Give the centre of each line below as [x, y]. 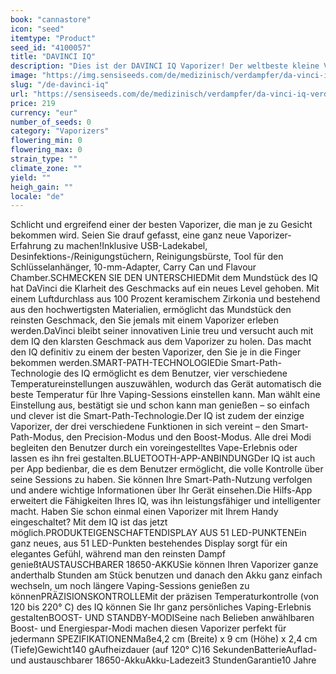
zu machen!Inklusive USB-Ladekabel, [130, 246]
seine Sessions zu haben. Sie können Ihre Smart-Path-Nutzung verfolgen [161, 480]
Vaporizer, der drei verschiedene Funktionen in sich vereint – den [144, 427]
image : [24, 76]
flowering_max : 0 [46, 150]
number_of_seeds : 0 [51, 122]
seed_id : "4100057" [51, 47]
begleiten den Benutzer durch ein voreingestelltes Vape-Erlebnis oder [154, 448]
